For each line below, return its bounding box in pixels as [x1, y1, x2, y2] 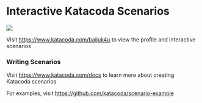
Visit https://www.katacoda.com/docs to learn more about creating [6, 71, 175, 79]
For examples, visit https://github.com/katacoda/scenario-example [6, 90, 174, 97]
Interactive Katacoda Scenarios [6, 4, 170, 18]
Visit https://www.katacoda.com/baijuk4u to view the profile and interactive [6, 35, 196, 43]
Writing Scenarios [6, 57, 61, 66]
